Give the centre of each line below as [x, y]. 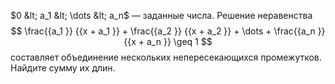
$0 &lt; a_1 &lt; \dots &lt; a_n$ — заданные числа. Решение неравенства [161, 15]
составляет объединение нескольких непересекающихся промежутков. [166, 57]
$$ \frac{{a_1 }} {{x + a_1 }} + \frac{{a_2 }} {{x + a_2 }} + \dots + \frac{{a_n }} [168, 31]
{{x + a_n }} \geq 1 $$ [168, 41]
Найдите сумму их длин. [63, 68]
